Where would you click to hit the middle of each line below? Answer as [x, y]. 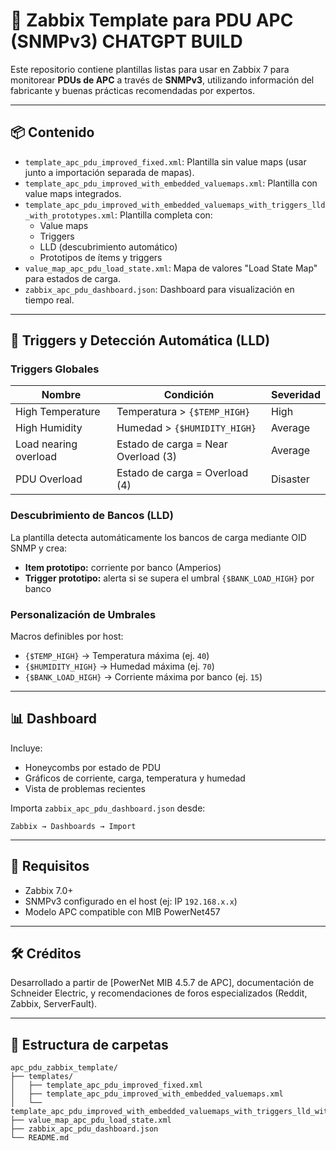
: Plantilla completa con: [163, 215]
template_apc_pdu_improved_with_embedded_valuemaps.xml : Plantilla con [171, 183]
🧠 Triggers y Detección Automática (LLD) [140, 340]
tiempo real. [49, 300]
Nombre [61, 395]
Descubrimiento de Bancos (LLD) [92, 516]
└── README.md [40, 1138]
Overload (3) [147, 457]
